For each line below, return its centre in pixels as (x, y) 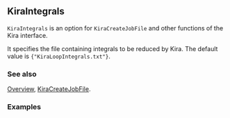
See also (22, 74)
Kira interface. (27, 35)
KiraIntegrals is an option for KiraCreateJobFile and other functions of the (115, 28)
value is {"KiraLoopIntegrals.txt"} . (59, 56)
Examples (24, 106)
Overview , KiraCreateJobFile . (49, 89)
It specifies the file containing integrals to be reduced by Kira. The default (113, 48)
